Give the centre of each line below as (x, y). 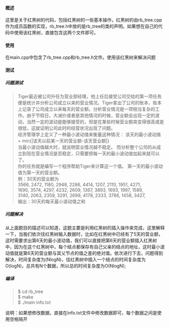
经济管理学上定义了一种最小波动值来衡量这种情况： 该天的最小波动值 (89, 134)
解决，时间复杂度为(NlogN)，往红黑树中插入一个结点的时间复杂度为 (75, 259)
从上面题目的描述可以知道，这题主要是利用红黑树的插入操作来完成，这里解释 (85, 227)
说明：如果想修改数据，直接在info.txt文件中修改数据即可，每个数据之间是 (81, 313)
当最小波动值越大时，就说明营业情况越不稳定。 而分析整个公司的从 (87, 147)
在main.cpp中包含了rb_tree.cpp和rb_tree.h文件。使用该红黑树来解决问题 (80, 57)
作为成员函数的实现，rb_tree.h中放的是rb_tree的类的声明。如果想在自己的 (82, 26)
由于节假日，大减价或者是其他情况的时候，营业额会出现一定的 (91, 115)
